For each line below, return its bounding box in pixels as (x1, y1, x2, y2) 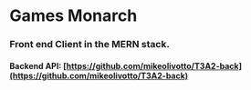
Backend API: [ (9, 60, 67, 71)
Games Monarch (9, 5, 138, 26)
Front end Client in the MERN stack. (9, 38, 171, 51)
